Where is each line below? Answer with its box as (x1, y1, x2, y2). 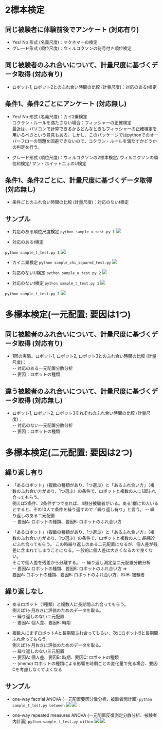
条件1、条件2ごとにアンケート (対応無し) (5, 100, 127, 108)
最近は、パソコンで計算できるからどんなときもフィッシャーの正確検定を (12, 125, 157, 132)
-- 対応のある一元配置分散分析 (12, 365, 73, 371)
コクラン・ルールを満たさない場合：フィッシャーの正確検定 (12, 120, 132, 125)
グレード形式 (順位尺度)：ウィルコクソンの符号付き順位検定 (12, 45, 132, 51)
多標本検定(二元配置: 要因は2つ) (5, 447, 133, 459)
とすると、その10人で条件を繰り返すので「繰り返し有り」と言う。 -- (12, 506, 149, 512)
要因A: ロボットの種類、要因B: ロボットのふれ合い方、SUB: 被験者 (12, 572, 145, 578)
